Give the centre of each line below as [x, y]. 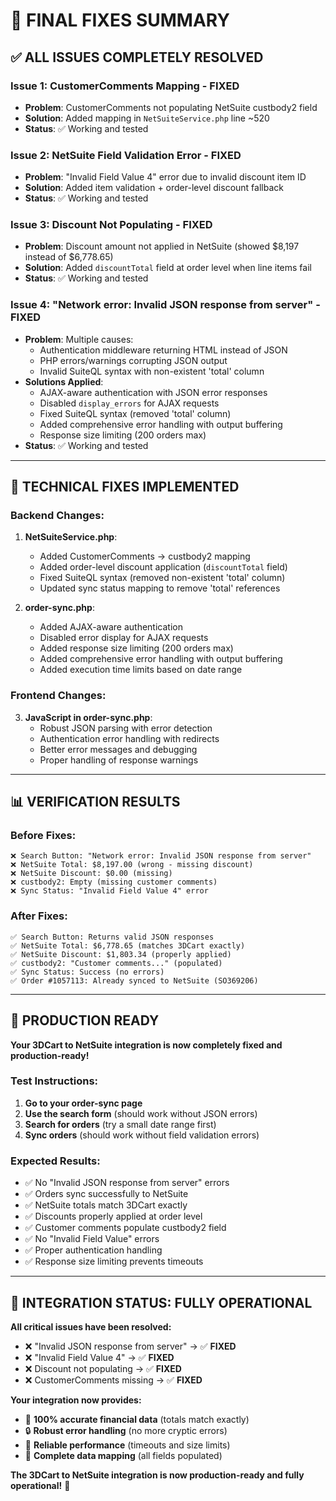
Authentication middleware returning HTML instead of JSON [163, 350]
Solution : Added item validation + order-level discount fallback [154, 188]
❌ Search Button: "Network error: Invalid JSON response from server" [161, 856]
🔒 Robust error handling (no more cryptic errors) [126, 1430]
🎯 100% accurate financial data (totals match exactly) [137, 1419]
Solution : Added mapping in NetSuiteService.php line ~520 [147, 118]
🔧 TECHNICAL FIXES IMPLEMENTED [125, 487]
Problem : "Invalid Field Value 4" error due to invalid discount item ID [165, 177]
